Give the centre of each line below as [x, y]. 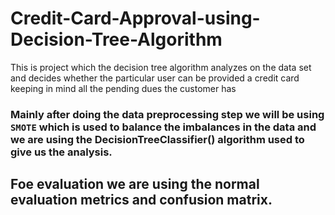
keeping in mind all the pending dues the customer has [123, 88]
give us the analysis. [61, 152]
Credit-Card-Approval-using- [135, 18]
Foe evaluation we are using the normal [135, 184]
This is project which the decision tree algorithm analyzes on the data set [161, 67]
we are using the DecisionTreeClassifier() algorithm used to [157, 139]
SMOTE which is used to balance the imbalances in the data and [163, 127]
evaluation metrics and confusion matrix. [141, 200]
